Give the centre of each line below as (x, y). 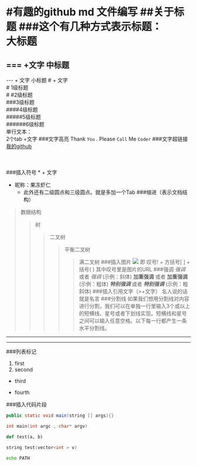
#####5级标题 (23, 117)
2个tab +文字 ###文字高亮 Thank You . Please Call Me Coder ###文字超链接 (97, 139)
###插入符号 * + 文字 (32, 172)
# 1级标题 (17, 88)
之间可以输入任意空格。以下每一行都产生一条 (133, 321)
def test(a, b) (25, 437)
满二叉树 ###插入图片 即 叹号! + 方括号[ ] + (135, 262)
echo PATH (18, 458)
